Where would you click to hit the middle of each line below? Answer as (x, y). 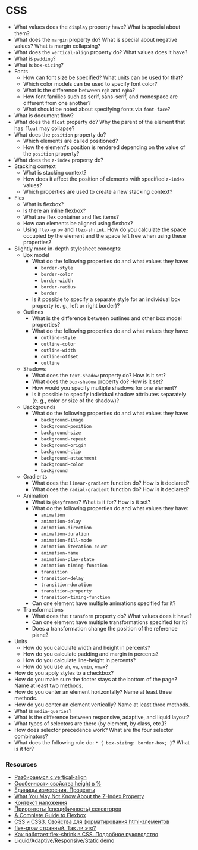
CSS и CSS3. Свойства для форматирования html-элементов (92, 822)
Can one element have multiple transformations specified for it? (110, 622)
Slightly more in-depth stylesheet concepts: (68, 249)
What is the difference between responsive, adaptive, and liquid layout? (102, 717)
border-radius (58, 287)
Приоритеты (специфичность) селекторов (67, 809)
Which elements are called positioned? (70, 141)
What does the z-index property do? (59, 160)
